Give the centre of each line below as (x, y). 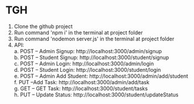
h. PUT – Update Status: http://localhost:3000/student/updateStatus (96, 95)
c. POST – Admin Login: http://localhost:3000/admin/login (84, 63)
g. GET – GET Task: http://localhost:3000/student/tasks (81, 88)
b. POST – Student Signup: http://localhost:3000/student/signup (91, 57)
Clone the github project (43, 26)
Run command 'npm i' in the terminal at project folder (78, 32)
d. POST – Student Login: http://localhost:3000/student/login (87, 70)
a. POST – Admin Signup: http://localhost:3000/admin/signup (88, 51)
